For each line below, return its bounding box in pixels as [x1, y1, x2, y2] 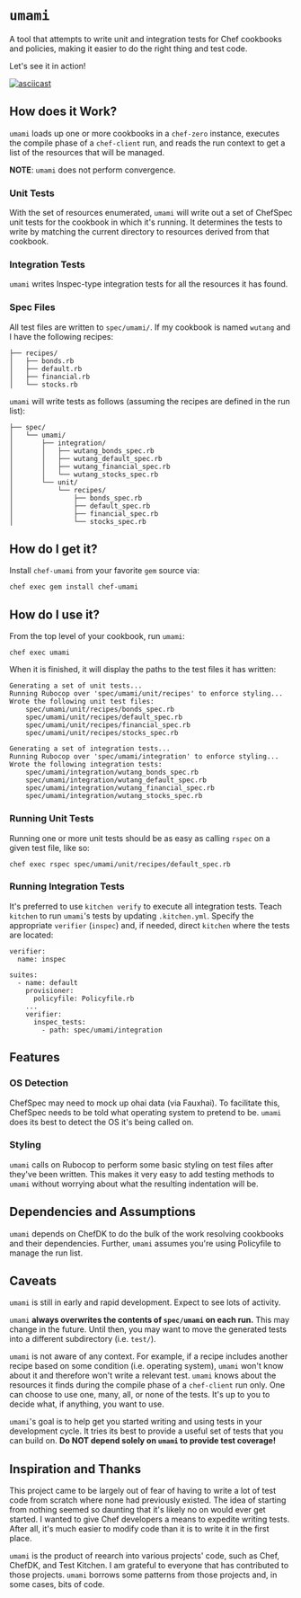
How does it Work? [9, 104, 118, 120]
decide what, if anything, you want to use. [9, 1398, 164, 1409]
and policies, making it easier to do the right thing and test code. [9, 43, 248, 54]
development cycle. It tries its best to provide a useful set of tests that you [9, 1425, 284, 1436]
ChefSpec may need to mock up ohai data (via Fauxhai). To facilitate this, [9, 1097, 280, 1108]
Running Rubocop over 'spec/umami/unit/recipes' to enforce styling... [9, 689, 283, 698]
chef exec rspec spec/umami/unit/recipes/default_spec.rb [9, 859, 231, 869]
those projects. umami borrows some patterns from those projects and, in [9, 1569, 278, 1580]
